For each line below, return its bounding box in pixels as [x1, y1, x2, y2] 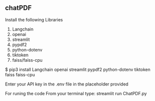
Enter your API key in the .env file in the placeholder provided [5, 81, 129, 87]
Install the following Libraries [5, 17, 63, 22]
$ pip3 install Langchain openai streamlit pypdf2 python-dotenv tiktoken [5, 67, 151, 72]
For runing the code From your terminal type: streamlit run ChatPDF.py [5, 90, 147, 96]
